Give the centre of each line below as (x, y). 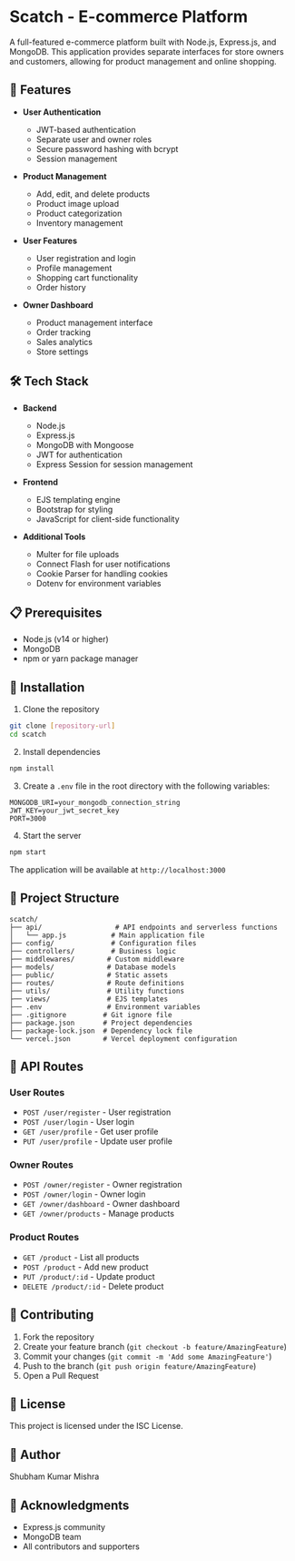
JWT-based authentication (86, 129)
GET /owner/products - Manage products (98, 1214)
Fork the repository (59, 1337)
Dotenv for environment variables (98, 583)
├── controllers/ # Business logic (93, 951)
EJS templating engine (78, 499)
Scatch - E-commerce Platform (128, 17)
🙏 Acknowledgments (69, 1505)
